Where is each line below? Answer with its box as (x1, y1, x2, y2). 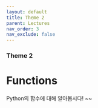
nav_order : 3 (6, 25, 39, 32)
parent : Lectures (6, 20, 50, 26)
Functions (6, 74, 57, 88)
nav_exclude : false (6, 32, 56, 38)
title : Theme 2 (6, 15, 45, 21)
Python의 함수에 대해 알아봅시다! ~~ (6, 95, 93, 102)
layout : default (6, 8, 47, 15)
